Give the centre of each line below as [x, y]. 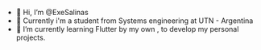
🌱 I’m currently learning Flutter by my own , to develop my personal [127, 29]
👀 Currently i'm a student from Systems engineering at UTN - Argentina [135, 21]
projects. [31, 37]
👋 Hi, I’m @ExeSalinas [52, 12]
